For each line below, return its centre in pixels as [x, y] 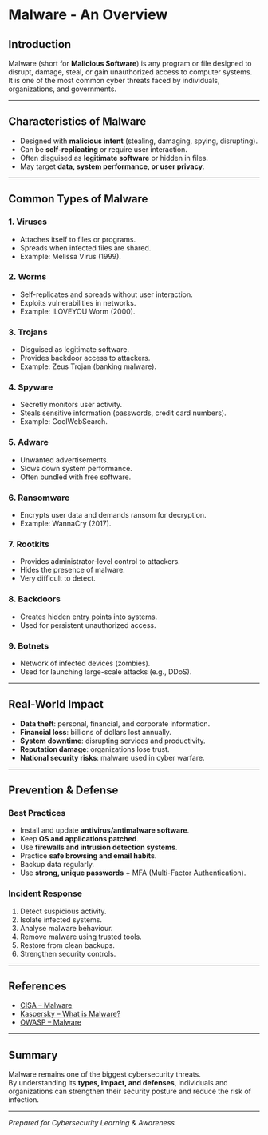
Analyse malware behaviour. [66, 928]
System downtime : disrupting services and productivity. [112, 741]
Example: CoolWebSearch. [63, 422]
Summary [33, 1055]
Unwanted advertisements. [64, 460]
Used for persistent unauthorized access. [88, 625]
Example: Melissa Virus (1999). [71, 256]
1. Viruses [28, 222]
